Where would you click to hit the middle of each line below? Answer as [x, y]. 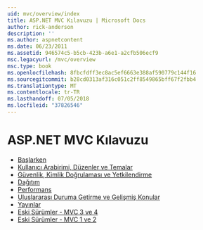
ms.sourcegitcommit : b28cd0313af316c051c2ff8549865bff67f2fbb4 [102, 79]
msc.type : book [30, 66]
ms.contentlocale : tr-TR [44, 92]
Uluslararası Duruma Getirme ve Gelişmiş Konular [89, 197]
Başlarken [32, 160]
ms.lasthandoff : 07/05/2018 [48, 99]
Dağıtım [28, 182]
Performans [34, 189]
